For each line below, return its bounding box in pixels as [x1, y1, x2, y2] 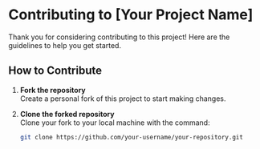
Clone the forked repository [19, 109, 115, 119]
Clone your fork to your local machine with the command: [19, 118, 210, 127]
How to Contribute [8, 64, 103, 78]
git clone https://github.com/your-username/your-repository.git [19, 133, 243, 141]
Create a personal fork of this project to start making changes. [19, 94, 226, 103]
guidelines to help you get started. [8, 40, 122, 50]
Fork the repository [19, 85, 86, 95]
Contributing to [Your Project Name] [8, 6, 254, 24]
